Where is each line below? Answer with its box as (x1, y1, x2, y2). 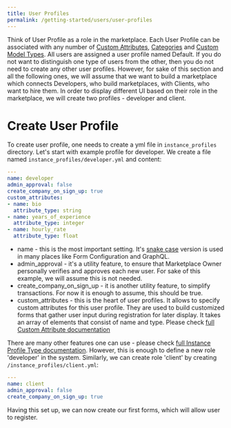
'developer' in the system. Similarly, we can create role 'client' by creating (7, 354, 217, 362)
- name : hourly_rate (7, 226, 67, 233)
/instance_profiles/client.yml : (7, 361, 99, 369)
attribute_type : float (13, 233, 79, 239)
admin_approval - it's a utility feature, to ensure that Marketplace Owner (17, 259, 222, 268)
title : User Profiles (7, 10, 70, 17)
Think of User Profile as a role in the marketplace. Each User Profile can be (7, 35, 220, 43)
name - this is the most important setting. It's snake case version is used (17, 245, 223, 253)
